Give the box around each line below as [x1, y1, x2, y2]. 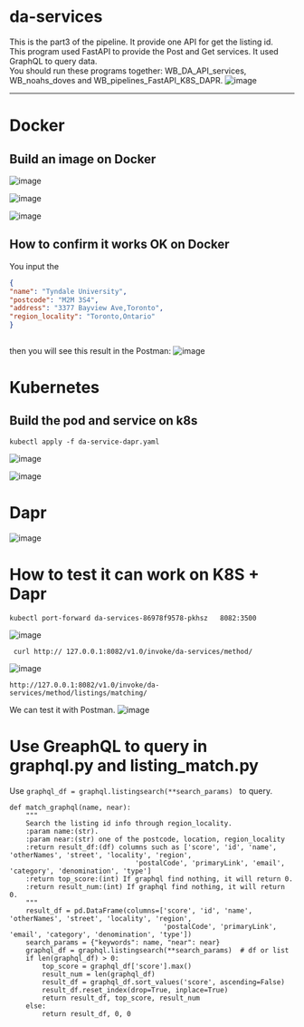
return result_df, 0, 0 [42, 1009, 131, 1018]
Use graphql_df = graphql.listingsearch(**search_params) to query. [9, 785, 273, 796]
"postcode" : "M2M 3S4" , [9, 295, 100, 305]
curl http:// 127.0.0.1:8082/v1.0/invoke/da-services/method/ [13, 647, 253, 656]
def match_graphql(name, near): [9, 803, 131, 812]
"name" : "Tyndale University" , [9, 287, 128, 296]
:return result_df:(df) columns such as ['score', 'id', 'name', [25, 842, 278, 852]
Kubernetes [9, 377, 100, 398]
